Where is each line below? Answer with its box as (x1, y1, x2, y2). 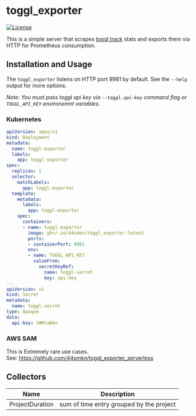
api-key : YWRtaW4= (11, 320, 58, 326)
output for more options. (6, 82, 67, 89)
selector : (11, 174, 36, 180)
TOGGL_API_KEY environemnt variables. (6, 100, 101, 107)
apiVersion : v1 (6, 286, 45, 292)
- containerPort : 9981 (28, 241, 85, 247)
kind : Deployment (6, 134, 50, 140)
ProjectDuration (9, 400, 54, 408)
